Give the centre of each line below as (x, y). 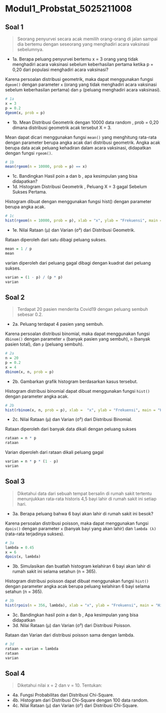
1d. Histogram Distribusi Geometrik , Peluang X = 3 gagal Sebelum (80, 187)
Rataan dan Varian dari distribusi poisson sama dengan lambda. (70, 635)
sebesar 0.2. (30, 315)
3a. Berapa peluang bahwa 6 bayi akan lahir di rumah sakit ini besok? (83, 513)
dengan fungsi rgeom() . (29, 153)
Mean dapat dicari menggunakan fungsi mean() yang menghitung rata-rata (81, 137)
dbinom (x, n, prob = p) (30, 372)
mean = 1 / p (19, 249)
